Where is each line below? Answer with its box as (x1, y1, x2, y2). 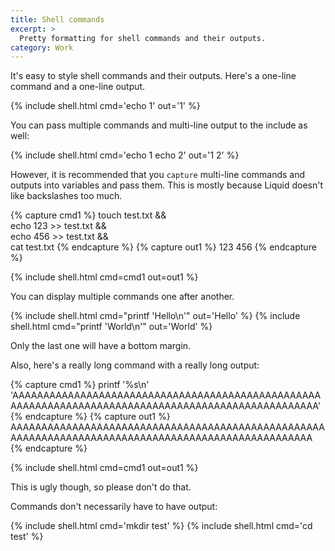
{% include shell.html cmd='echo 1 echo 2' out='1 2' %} (10, 149, 240, 161)
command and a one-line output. (10, 81, 146, 93)
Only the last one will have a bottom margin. (10, 340, 192, 352)
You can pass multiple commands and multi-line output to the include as (10, 119, 308, 131)
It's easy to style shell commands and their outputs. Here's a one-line (10, 70, 297, 82)
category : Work (10, 42, 74, 53)
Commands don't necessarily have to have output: (10, 501, 218, 513)
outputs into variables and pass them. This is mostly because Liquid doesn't (10, 179, 324, 191)
